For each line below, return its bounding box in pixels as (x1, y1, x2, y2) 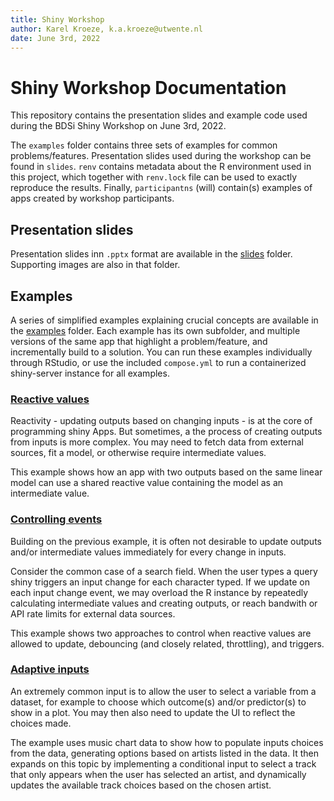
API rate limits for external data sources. (10, 607, 176, 620)
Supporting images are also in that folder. (10, 259, 181, 271)
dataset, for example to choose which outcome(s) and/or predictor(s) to (10, 696, 307, 708)
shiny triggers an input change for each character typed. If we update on (10, 576, 310, 588)
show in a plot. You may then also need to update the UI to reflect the (10, 706, 296, 718)
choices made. (10, 717, 72, 729)
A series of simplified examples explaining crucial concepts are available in (10, 314, 319, 326)
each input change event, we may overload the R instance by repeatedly (10, 586, 309, 598)
